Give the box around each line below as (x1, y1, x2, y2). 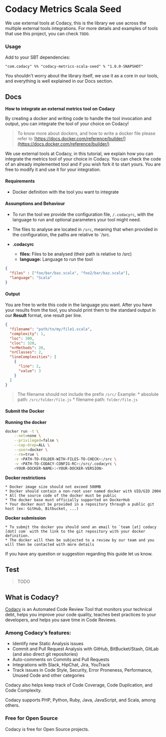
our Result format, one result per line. (5, 313, 83, 319)
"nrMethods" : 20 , (9, 345, 46, 350)
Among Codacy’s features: (5, 629, 72, 636)
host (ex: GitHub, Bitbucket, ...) (5, 506, 79, 512)
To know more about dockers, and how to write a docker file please (17, 131, 156, 137)
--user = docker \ (14, 447, 48, 452)
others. (5, 702, 20, 709)
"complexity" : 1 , (9, 331, 46, 336)
